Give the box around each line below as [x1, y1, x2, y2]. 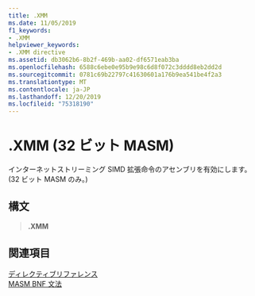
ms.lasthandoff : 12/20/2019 [8, 93, 102, 101]
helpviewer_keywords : [8, 41, 80, 49]
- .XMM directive [8, 48, 66, 56]
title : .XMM [8, 11, 48, 20]
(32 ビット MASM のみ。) [8, 175, 89, 184]
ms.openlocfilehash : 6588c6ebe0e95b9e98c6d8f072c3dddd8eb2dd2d [8, 63, 222, 71]
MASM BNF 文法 [8, 279, 62, 288]
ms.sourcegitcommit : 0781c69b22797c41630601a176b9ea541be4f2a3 [8, 71, 222, 79]
